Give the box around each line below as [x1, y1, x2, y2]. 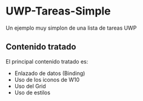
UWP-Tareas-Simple [5, 4, 111, 18]
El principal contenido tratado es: [5, 57, 88, 65]
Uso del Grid [14, 82, 46, 90]
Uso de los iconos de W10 [14, 76, 80, 83]
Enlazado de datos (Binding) [14, 70, 85, 77]
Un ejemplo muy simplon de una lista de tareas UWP [5, 24, 137, 31]
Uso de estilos [14, 89, 51, 96]
